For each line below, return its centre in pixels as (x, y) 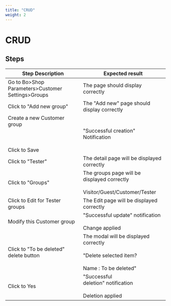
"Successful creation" (109, 130)
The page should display (112, 85)
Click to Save (23, 150)
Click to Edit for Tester (34, 200)
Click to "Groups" (29, 182)
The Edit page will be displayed (120, 200)
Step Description (43, 73)
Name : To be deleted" (110, 268)
